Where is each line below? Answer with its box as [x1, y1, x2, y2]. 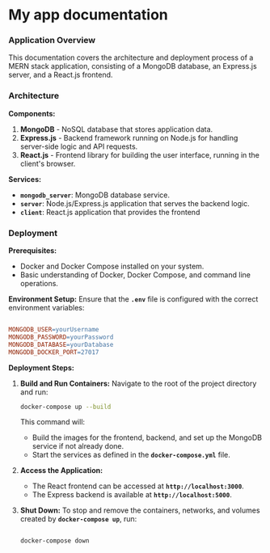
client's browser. [19, 158, 76, 168]
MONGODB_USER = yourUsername [8, 326, 99, 334]
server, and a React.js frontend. [8, 70, 113, 80]
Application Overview [8, 35, 95, 46]
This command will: [19, 417, 86, 427]
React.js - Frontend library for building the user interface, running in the [19, 150, 260, 159]
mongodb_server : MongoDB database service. [19, 190, 170, 200]
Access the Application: [19, 466, 103, 475]
